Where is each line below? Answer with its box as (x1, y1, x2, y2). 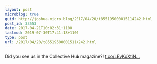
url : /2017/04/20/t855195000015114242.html (5, 40, 97, 45)
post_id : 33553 (5, 21, 37, 26)
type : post (5, 35, 28, 40)
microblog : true (5, 12, 39, 17)
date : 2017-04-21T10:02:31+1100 (5, 26, 72, 31)
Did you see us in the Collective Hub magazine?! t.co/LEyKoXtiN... (5, 53, 140, 59)
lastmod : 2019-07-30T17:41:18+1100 (5, 30, 79, 35)
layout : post (5, 7, 32, 12)
